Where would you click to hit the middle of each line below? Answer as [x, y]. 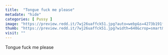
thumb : [12, 28]
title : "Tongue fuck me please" [40, 10]
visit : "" [15, 33]
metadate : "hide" [23, 14]
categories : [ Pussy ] [29, 19]
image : [12, 24]
